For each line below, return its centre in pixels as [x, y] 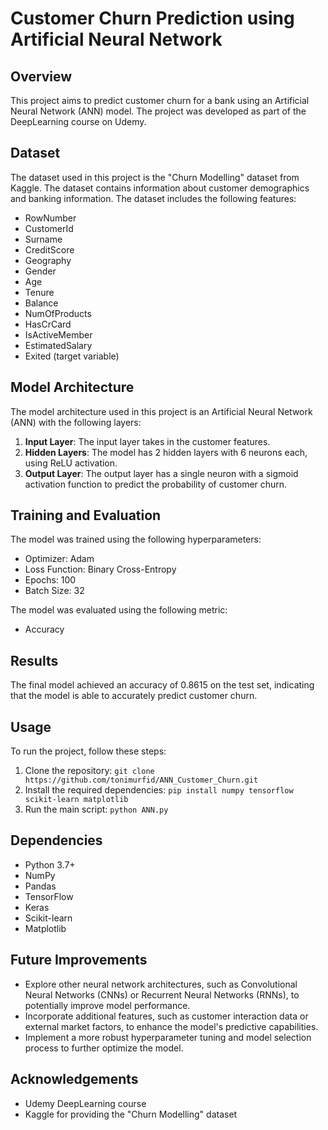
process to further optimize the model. [104, 1048]
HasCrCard [48, 324]
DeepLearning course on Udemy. [78, 121]
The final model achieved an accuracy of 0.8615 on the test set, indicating [162, 685]
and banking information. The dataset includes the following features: [153, 198]
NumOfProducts [58, 313]
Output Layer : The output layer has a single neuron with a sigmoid [161, 473]
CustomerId [49, 228]
